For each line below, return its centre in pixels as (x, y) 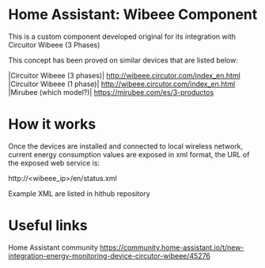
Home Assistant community (53, 247)
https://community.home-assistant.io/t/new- (172, 247)
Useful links (48, 226)
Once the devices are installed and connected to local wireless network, (126, 146)
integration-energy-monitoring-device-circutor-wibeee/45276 (110, 255)
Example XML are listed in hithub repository (79, 193)
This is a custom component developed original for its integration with (122, 36)
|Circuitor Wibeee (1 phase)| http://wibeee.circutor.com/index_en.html (122, 84)
